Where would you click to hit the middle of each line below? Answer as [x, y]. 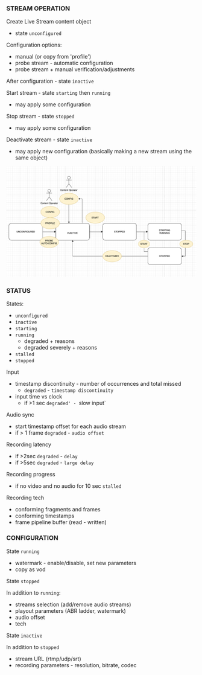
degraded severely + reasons [61, 348]
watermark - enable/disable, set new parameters [76, 563]
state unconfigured [38, 33]
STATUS [19, 290]
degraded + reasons [49, 341]
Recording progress [31, 475]
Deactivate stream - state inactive [49, 139]
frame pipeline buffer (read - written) [61, 522]
